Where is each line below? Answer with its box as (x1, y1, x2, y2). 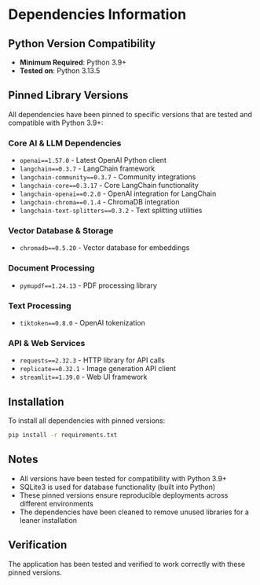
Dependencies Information (8, 6, 187, 24)
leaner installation (19, 515, 77, 524)
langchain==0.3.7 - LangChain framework (19, 164, 156, 174)
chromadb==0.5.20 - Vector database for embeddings (19, 243, 190, 252)
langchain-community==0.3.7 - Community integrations (19, 172, 196, 182)
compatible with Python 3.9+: (8, 118, 104, 127)
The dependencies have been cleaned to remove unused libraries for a (19, 507, 250, 517)
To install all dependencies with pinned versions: (8, 416, 166, 425)
